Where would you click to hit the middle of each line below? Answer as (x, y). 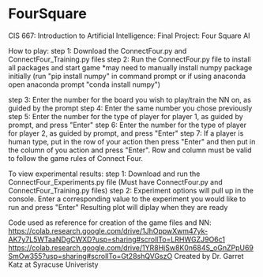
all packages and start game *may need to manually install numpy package (130, 67)
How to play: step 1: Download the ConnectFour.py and (98, 51)
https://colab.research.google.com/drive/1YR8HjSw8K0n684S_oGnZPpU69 (131, 247)
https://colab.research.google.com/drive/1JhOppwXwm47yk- (108, 230)
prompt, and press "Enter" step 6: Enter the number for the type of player (128, 125)
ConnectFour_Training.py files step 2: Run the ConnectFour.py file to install (130, 59)
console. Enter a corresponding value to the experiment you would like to (127, 199)
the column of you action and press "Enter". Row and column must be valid (130, 150)
